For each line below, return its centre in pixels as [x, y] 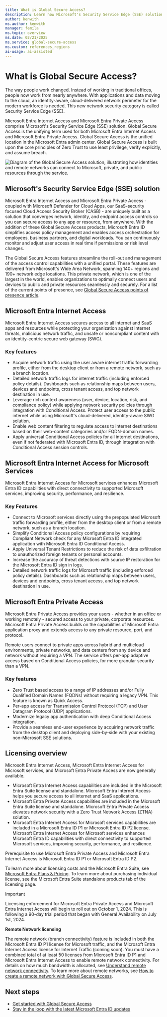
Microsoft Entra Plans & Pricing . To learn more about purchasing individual [81, 874]
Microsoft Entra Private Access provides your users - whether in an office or [83, 614]
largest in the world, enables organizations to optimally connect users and [81, 279]
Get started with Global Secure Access [52, 1004]
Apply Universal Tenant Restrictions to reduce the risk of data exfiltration [87, 549]
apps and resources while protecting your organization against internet [78, 328]
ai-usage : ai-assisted [29, 51]
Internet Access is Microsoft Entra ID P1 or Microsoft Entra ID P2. [71, 859]
